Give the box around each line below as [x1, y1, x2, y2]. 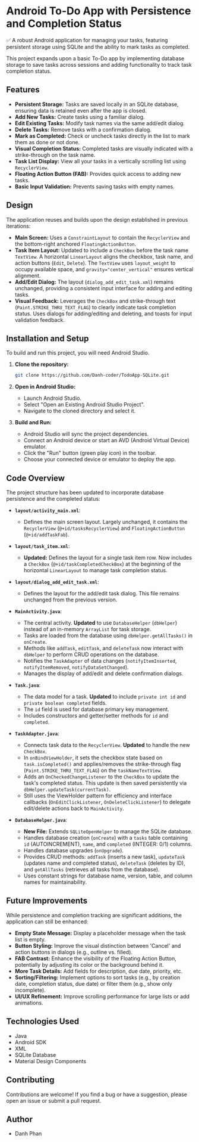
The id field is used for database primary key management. [23, 706, 169, 713]
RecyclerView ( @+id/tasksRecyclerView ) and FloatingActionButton [23, 525, 185, 532]
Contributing [6, 1075, 55, 1085]
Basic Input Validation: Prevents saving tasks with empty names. [14, 183, 175, 190]
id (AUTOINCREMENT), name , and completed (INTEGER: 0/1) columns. [23, 840, 192, 848]
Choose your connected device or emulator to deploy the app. [23, 456, 176, 463]
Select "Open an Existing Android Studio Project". [23, 401, 145, 408]
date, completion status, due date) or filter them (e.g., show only [14, 980, 172, 987]
